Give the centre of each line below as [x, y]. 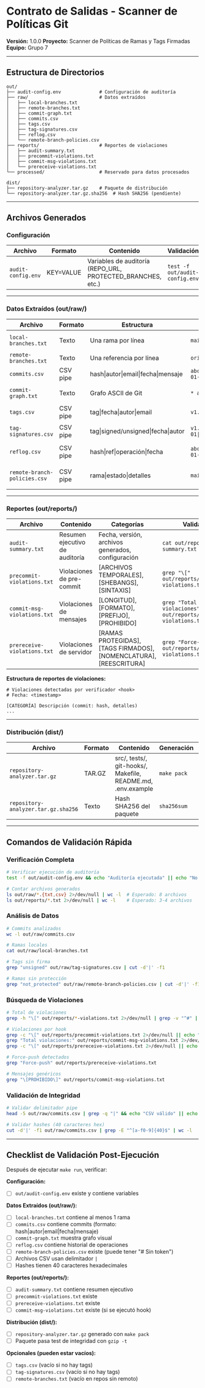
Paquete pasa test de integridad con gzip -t [71, 1341]
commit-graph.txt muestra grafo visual [64, 1238]
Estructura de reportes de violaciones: [56, 679]
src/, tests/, [131, 758]
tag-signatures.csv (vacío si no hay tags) [67, 1372]
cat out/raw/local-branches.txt [47, 951]
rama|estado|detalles [120, 475]
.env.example [134, 789]
